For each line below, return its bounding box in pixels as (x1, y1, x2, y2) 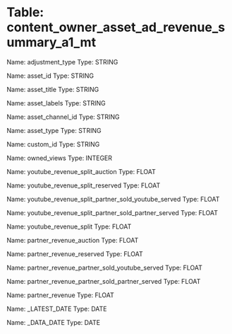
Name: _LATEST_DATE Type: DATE (6, 304, 107, 313)
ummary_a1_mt (6, 35, 97, 50)
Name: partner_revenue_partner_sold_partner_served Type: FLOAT (6, 277, 201, 285)
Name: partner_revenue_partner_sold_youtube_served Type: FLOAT (6, 263, 202, 272)
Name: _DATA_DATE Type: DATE (6, 318, 100, 326)
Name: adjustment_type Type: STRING (6, 57, 118, 66)
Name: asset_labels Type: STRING (6, 98, 106, 107)
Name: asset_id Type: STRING (6, 71, 94, 80)
